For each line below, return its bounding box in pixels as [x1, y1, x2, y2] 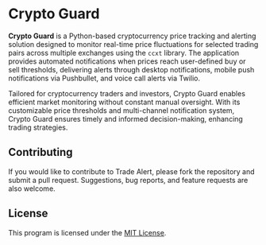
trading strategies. [8, 122, 68, 132]
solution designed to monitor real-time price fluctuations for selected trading [8, 39, 259, 49]
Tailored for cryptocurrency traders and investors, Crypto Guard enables [8, 88, 246, 98]
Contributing [8, 146, 73, 159]
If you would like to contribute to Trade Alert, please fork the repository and [8, 166, 256, 176]
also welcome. [8, 184, 56, 193]
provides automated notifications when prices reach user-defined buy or [8, 56, 246, 66]
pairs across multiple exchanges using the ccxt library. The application [8, 48, 240, 57]
